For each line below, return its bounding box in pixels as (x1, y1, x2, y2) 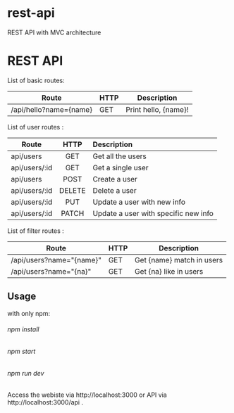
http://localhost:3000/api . (7, 398, 83, 407)
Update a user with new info (92, 197, 185, 207)
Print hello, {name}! (125, 104, 189, 114)
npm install (7, 325, 39, 333)
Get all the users (92, 151, 147, 161)
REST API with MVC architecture (7, 28, 101, 37)
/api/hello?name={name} (11, 104, 93, 114)
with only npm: (7, 309, 51, 317)
